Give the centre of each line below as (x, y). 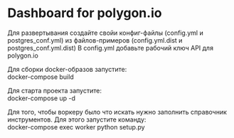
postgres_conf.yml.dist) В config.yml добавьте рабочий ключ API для (110, 48)
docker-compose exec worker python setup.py (76, 127)
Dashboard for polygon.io (85, 13)
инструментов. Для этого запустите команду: (77, 120)
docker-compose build (41, 77)
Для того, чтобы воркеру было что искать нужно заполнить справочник (117, 112)
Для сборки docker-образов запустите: (67, 69)
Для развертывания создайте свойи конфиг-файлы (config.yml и (106, 33)
